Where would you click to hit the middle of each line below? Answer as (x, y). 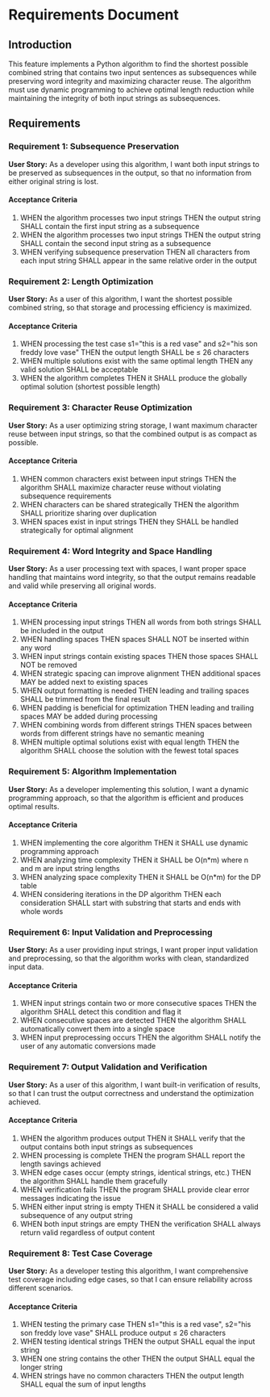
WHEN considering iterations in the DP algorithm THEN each (120, 894)
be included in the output (62, 631)
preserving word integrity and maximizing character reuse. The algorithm (130, 81)
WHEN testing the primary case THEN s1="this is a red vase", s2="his (135, 1324)
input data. (26, 967)
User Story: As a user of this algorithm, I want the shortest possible (120, 299)
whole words (42, 911)
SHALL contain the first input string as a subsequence (110, 226)
